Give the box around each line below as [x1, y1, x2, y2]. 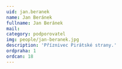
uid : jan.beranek [6, 8, 50, 15]
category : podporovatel [6, 31, 66, 37]
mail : [6, 25, 20, 32]
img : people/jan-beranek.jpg [6, 37, 79, 43]
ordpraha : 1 [6, 48, 36, 54]
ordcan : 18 [6, 53, 34, 59]
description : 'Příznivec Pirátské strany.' [6, 43, 117, 49]
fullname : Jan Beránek [6, 20, 63, 26]
